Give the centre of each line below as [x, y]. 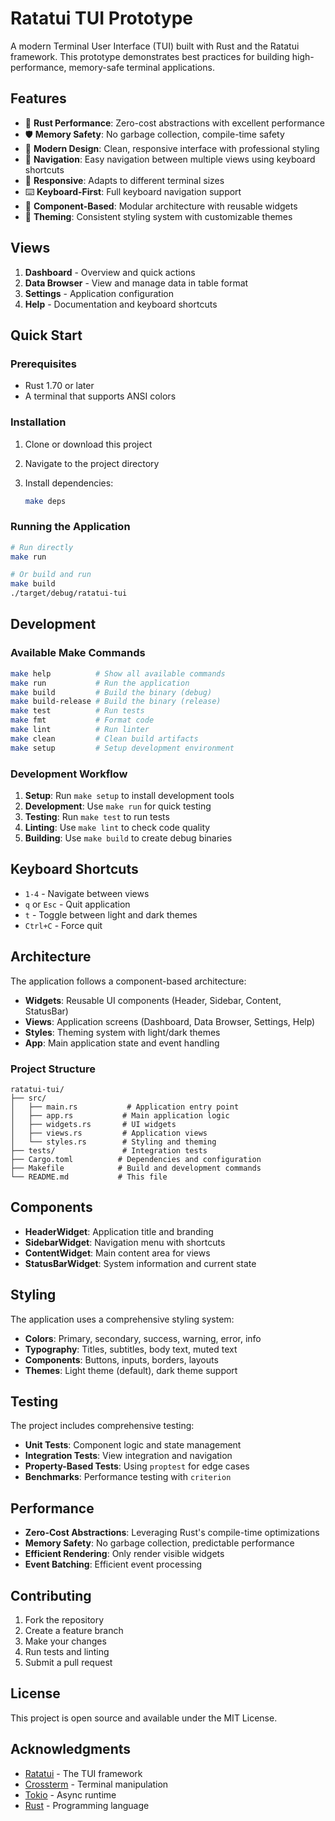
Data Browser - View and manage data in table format [136, 283]
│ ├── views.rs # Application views [109, 1133]
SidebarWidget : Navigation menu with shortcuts [125, 1242]
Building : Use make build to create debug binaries [128, 838]
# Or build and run [51, 575]
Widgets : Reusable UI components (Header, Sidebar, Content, [153, 1000]
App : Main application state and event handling [122, 1043]
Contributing [51, 1595]
